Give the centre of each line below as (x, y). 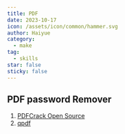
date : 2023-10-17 (32, 20)
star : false (24, 65)
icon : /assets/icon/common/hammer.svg (62, 26)
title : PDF (23, 13)
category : (21, 39)
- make (23, 46)
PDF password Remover (59, 99)
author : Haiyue (29, 33)
